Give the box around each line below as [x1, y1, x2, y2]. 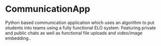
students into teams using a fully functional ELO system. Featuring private [5, 24, 157, 30]
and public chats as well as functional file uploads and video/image [5, 30, 143, 36]
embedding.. [5, 35, 31, 41]
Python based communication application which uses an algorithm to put [5, 20, 155, 25]
